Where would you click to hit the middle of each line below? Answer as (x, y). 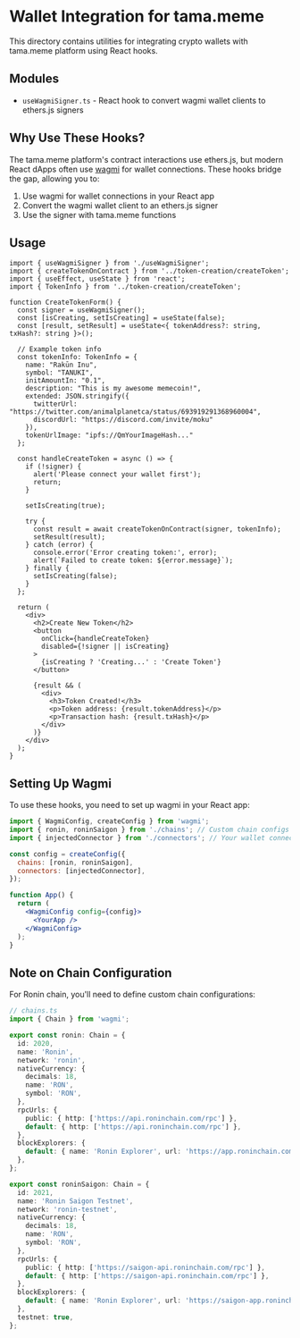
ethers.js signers (53, 110)
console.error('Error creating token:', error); (125, 553)
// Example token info (59, 349)
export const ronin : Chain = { (67, 1035)
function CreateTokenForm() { (66, 303)
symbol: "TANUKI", (59, 373)
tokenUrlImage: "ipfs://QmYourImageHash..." (109, 435)
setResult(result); (69, 537)
